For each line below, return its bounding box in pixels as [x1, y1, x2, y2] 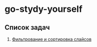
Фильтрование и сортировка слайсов [11, 36, 92, 42]
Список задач [4, 23, 50, 32]
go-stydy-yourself [4, 3, 83, 15]
